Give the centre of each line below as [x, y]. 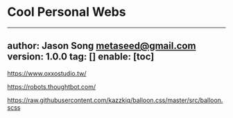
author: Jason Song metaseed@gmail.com [102, 46]
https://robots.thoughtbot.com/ [52, 86]
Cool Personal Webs [67, 12]
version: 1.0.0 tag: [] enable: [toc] [81, 57]
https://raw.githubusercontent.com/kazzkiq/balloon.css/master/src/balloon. [115, 100]
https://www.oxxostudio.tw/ [47, 73]
